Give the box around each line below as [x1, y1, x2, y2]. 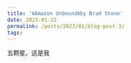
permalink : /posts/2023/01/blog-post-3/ [7, 23, 125, 29]
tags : [7, 29, 23, 36]
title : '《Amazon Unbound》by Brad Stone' [7, 10, 123, 17]
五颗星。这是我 [7, 49, 50, 57]
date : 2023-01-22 [7, 16, 57, 23]
